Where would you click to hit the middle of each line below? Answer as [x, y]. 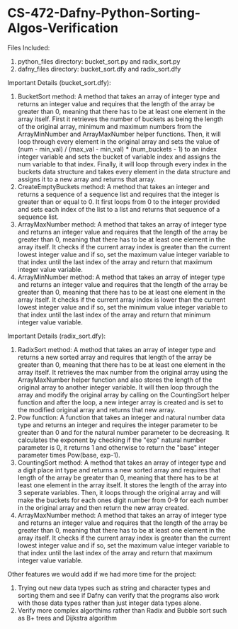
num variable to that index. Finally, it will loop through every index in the [122, 164]
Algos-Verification [63, 28]
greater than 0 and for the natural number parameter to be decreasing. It [123, 432]
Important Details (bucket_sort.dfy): [59, 82]
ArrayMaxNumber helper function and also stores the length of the [115, 380]
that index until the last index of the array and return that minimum [114, 314]
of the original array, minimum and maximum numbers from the [109, 126]
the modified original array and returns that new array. [96, 409]
